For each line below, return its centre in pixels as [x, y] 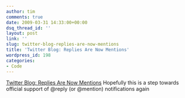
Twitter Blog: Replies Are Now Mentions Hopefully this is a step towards [92, 83]
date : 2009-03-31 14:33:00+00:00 [47, 22]
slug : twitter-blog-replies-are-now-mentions [62, 45]
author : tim [20, 11]
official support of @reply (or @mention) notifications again [78, 89]
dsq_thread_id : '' [28, 28]
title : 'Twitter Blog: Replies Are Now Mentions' [68, 50]
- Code [14, 66]
